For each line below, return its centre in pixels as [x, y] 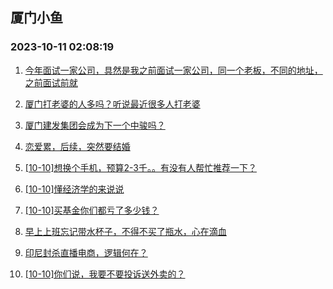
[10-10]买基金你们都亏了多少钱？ [92, 210]
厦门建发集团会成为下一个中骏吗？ [95, 125]
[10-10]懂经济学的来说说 [74, 189]
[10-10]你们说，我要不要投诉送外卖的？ [105, 274]
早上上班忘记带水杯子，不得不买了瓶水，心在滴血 [125, 231]
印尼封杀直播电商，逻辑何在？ [86, 252]
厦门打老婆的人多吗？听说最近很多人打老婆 [112, 104]
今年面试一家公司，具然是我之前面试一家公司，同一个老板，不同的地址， [173, 70]
